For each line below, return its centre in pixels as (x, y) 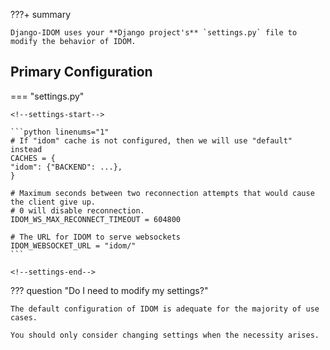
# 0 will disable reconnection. (77, 210)
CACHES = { (33, 158)
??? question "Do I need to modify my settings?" (109, 290)
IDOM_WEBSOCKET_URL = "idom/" (73, 245)
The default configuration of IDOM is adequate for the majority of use (165, 309)
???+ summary (41, 14)
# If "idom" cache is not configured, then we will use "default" (151, 140)
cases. (24, 317)
